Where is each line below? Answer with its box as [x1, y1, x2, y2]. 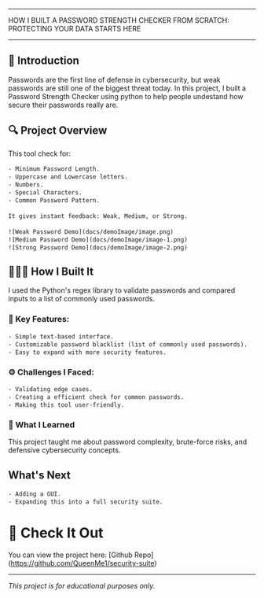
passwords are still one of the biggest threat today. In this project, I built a [8, 83, 246, 93]
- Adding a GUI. [8, 490, 61, 498]
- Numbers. [8, 180, 44, 189]
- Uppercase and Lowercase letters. [8, 172, 128, 181]
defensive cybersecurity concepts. [8, 445, 121, 455]
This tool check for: [8, 149, 71, 158]
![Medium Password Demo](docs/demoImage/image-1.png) [8, 235, 189, 244]
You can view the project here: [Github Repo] [8, 550, 154, 559]
